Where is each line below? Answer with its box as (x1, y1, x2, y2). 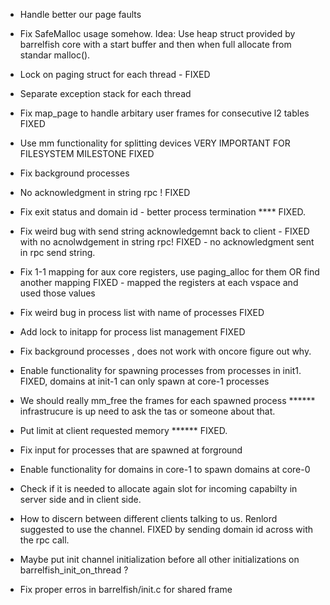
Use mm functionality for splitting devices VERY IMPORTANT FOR (19, 137, 291, 149)
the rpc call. (19, 534, 70, 546)
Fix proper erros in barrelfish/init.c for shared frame (19, 584, 233, 595)
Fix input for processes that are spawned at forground (19, 444, 243, 456)
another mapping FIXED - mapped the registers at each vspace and (19, 277, 299, 288)
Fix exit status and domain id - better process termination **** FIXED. (19, 206, 307, 218)
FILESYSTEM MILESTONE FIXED (19, 148, 155, 159)
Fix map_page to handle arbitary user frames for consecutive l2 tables (19, 107, 310, 119)
